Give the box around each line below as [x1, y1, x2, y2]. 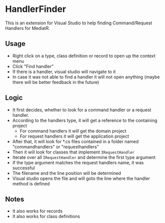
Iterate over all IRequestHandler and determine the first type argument [12, 154, 156, 160]
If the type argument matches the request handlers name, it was [12, 159, 144, 165]
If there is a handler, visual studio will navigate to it [12, 69, 116, 74]
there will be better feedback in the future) [12, 79, 99, 85]
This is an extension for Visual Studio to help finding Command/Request [5, 20, 153, 26]
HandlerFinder [5, 3, 66, 15]
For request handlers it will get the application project [19, 133, 129, 139]
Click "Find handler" [12, 63, 54, 69]
